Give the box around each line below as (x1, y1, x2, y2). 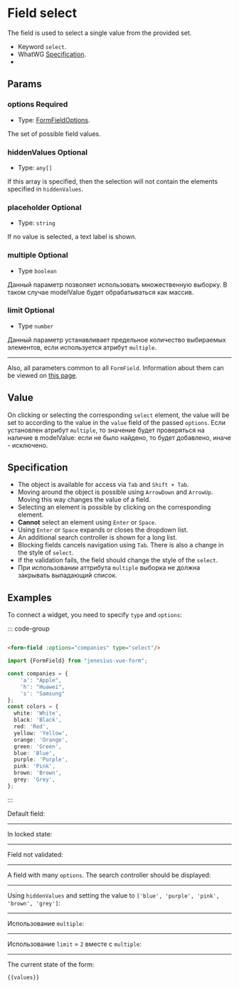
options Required (7, 100, 68, 110)
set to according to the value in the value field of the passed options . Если (7, 418, 226, 426)
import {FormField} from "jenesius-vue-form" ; (7, 657, 148, 665)
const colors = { (7, 703, 59, 710)
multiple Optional (7, 251, 69, 261)
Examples (7, 592, 52, 604)
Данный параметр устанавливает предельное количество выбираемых (7, 335, 226, 344)
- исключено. (7, 441, 48, 449)
